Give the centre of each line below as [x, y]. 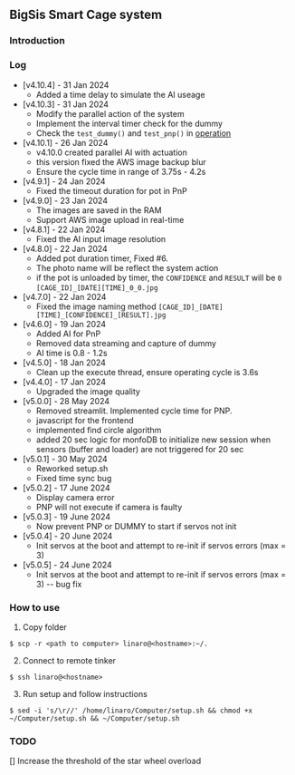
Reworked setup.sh [72, 468]
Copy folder [45, 627]
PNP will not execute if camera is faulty [109, 507]
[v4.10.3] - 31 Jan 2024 [66, 104]
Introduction [37, 41]
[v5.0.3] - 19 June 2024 [67, 517]
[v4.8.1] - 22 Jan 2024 [64, 229]
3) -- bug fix [59, 584]
